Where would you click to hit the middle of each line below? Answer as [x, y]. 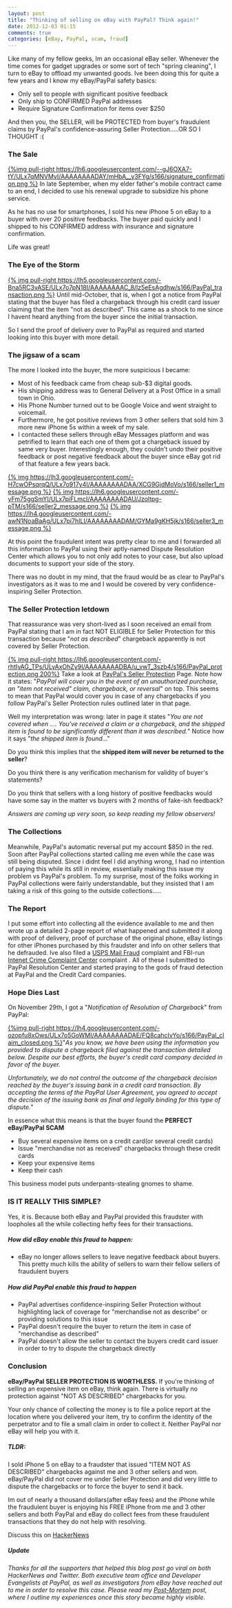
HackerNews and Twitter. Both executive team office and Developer [104, 1575]
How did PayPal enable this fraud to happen [72, 1287]
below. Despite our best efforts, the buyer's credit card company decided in [115, 1058]
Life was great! [29, 247]
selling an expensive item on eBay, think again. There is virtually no [103, 1389]
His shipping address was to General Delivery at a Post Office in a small [119, 391]
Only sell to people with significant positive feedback [93, 94]
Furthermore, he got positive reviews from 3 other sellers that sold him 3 [120, 420]
